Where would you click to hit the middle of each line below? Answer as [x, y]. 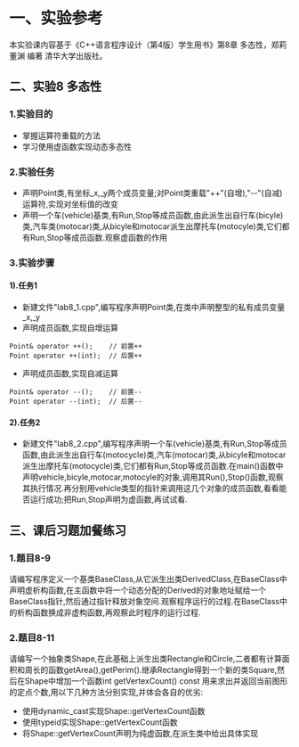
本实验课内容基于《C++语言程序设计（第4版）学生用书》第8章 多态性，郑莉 [148, 45]
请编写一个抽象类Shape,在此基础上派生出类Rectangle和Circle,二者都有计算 [146, 659]
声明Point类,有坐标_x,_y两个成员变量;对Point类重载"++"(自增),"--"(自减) [152, 193]
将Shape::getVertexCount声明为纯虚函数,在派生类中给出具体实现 [140, 734]
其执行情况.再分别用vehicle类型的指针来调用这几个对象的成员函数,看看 [150, 488]
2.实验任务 [32, 172]
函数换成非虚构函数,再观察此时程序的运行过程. [117, 612]
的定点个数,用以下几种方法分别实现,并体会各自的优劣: [106, 693]
